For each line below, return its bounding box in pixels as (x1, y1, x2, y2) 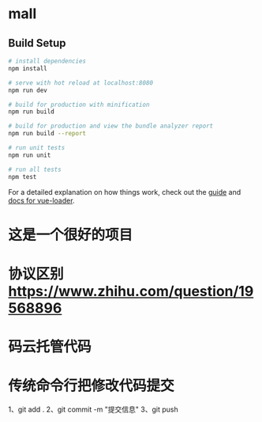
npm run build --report (8, 130, 87, 138)
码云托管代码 (8, 338, 92, 356)
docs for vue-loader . (8, 196, 75, 205)
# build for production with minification (8, 101, 150, 108)
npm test (8, 173, 37, 181)
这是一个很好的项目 (8, 226, 133, 244)
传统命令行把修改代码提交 (8, 377, 175, 395)
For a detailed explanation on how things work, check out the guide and (8, 187, 241, 196)
